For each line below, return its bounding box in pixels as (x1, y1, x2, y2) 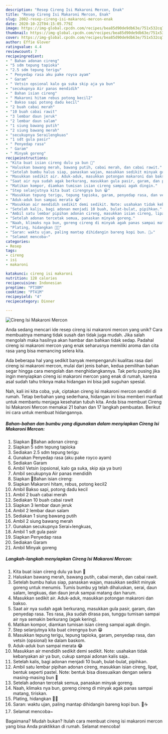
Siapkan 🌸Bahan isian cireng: (12, 475, 73, 481)
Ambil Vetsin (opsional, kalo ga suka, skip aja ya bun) (12, 465, 122, 471)
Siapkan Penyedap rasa (12, 534, 62, 540)
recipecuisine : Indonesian (5, 280, 62, 286)
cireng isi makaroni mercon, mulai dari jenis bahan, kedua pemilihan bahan (5, 362, 159, 369)
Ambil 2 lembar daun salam (12, 507, 69, 513)
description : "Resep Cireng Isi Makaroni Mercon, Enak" (5, 7, 124, 12)
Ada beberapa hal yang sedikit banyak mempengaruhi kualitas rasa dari (5, 357, 153, 363)
